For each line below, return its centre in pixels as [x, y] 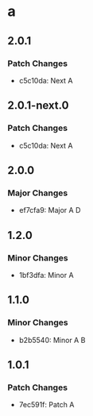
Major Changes [38, 193]
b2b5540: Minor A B [52, 340]
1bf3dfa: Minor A [46, 275]
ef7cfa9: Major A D [50, 210]
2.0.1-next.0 [38, 106]
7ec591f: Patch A [46, 405]
